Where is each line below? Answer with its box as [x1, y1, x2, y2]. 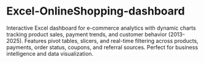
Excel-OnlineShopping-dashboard [6, 4, 185, 18]
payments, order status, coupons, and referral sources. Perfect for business [6, 44, 198, 51]
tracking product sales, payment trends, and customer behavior [6, 30, 167, 38]
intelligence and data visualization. [6, 50, 94, 57]
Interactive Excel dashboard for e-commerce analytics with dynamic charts [6, 24, 196, 31]
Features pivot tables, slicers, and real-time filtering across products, [24, 37, 199, 44]
